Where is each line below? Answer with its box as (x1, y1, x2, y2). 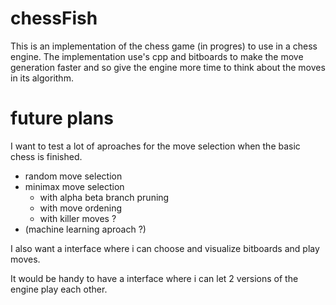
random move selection (24, 170, 123, 182)
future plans (10, 107, 114, 130)
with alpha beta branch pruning (39, 191, 170, 203)
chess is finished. (10, 150, 83, 162)
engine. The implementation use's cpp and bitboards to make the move (10, 50, 304, 62)
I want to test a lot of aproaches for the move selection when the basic (10, 140, 301, 152)
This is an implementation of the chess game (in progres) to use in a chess (10, 40, 318, 52)
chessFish (10, 7, 98, 30)
